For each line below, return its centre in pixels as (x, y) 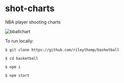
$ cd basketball (22, 58)
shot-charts (30, 9)
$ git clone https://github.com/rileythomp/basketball (62, 50)
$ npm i (13, 67)
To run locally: (19, 41)
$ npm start (17, 75)
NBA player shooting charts (33, 22)
